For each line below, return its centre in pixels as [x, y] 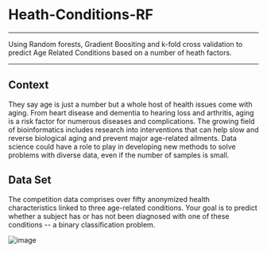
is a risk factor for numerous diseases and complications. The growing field [132, 121]
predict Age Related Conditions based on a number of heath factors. [120, 53]
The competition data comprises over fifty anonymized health [109, 199]
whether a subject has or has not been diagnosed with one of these [119, 216]
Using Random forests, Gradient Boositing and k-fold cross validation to [126, 44]
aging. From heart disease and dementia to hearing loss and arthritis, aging [131, 112]
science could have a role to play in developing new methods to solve [122, 146]
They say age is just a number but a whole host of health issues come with [130, 104]
